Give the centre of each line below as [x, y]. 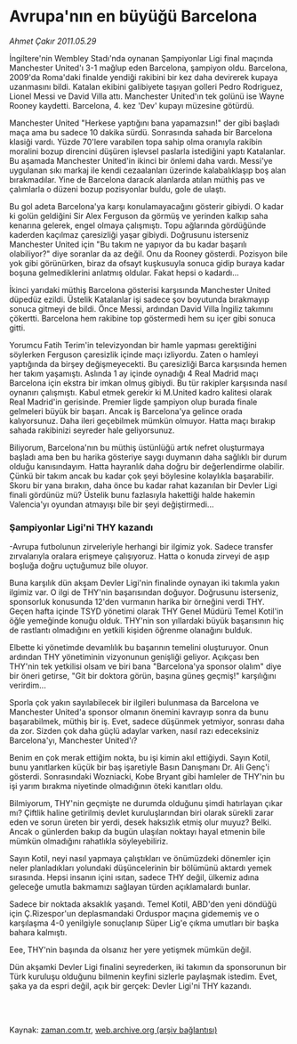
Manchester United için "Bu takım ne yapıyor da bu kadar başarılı [128, 244]
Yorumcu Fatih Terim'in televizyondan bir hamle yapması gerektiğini [133, 345]
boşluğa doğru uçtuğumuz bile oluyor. [79, 566]
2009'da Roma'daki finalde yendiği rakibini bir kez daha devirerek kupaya [144, 77]
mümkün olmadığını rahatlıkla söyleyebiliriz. [89, 841]
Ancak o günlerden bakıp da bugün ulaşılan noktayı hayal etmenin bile [137, 832]
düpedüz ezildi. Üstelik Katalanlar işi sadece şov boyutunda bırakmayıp [139, 299]
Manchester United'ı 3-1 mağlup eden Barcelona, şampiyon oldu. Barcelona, [148, 68]
